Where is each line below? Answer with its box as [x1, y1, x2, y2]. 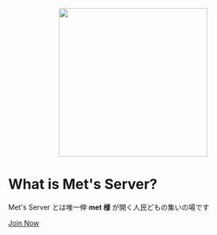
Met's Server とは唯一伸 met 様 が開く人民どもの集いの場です [8, 202, 210, 212]
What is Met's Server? [8, 176, 158, 193]
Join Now [8, 218, 40, 228]
